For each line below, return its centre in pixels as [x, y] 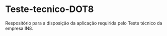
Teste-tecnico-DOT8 [50, 9]
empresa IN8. [19, 28]
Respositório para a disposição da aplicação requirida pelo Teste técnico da [84, 23]
